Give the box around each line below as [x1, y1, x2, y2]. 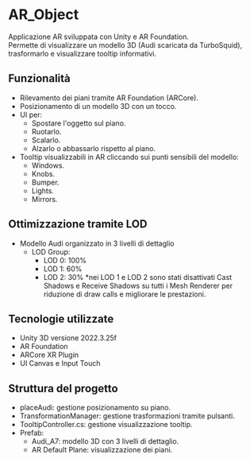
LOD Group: [31, 247, 71, 256]
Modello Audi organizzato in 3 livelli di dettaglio [19, 239, 175, 248]
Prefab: [19, 428, 44, 438]
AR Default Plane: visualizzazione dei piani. [31, 445, 173, 455]
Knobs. [31, 169, 56, 178]
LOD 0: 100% [43, 255, 87, 265]
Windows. [31, 161, 65, 170]
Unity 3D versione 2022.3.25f [19, 333, 117, 343]
